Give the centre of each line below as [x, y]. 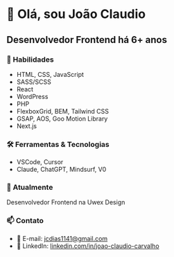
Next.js [27, 126]
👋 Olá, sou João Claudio [76, 14]
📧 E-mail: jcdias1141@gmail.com [62, 238]
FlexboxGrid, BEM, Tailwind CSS [62, 111]
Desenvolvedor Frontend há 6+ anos [87, 40]
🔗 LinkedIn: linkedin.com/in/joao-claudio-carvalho [88, 246]
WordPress [32, 96]
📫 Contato [25, 221]
